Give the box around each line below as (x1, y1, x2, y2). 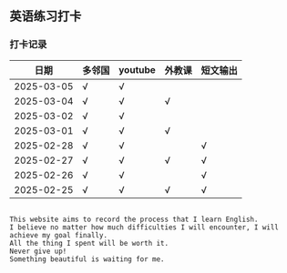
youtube (118, 63, 157, 76)
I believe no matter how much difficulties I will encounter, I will (9, 222, 280, 232)
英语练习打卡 (9, 8, 82, 25)
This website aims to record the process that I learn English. (9, 215, 259, 224)
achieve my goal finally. (9, 230, 108, 239)
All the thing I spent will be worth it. (9, 238, 169, 248)
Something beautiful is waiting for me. (9, 254, 166, 264)
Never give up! (9, 247, 67, 256)
